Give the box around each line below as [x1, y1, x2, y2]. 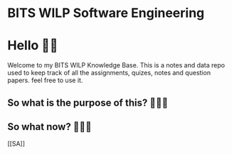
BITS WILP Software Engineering [7, 5, 205, 21]
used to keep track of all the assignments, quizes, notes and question [7, 69, 211, 77]
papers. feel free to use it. [7, 76, 83, 84]
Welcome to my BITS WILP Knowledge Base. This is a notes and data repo [7, 61, 226, 70]
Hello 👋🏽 [7, 38, 58, 54]
